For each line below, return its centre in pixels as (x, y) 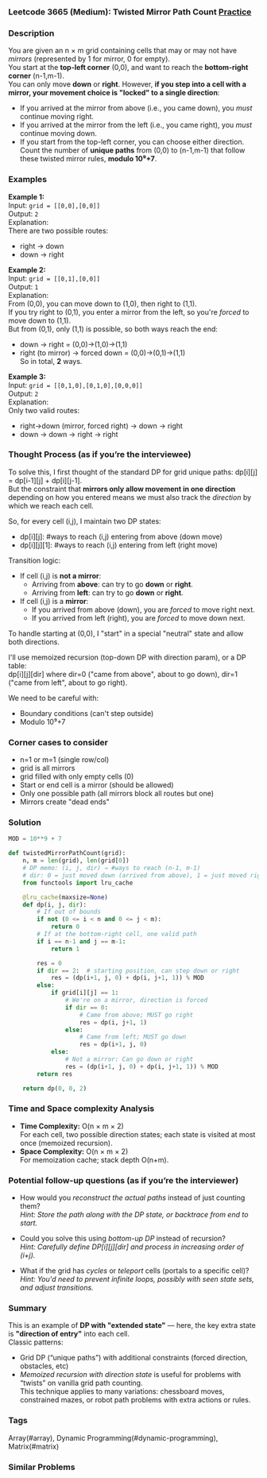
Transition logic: (35, 560)
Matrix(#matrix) (34, 1446)
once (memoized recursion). (66, 1143)
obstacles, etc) (44, 1366)
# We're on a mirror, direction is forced (136, 1000)
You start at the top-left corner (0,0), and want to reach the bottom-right (128, 68)
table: (17, 665)
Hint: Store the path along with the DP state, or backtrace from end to (134, 1215)
